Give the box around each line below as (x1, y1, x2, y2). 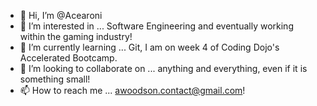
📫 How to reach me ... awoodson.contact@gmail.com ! (19, 85, 246, 96)
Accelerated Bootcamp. (19, 52, 118, 64)
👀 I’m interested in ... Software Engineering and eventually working (19, 20, 294, 32)
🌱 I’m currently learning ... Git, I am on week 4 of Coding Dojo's (19, 41, 280, 53)
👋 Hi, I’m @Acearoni (19, 10, 103, 21)
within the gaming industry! (19, 31, 133, 42)
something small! (19, 73, 91, 85)
